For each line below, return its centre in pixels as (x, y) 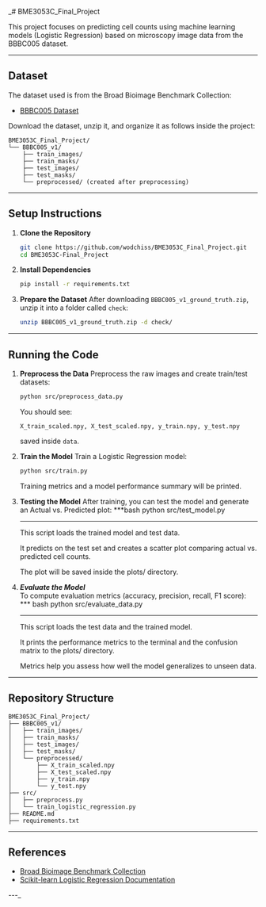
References (37, 852)
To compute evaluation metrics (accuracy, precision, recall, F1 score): (133, 595)
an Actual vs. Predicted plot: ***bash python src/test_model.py (122, 510)
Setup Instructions (55, 214)
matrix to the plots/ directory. (67, 650)
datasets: (35, 382)
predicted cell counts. (55, 556)
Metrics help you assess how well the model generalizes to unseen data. (138, 666)
